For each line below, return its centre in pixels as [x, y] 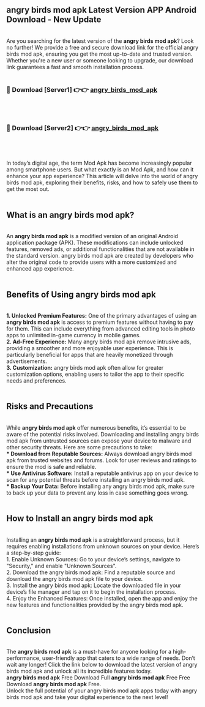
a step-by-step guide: [34, 553]
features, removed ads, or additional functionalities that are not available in [100, 249]
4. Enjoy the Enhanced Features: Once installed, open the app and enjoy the [102, 598]
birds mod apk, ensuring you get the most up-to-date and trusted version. [99, 54]
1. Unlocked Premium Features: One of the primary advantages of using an [102, 316]
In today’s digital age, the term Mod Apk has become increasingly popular [99, 163]
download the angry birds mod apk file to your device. [75, 578]
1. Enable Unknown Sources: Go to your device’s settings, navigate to [93, 559]
